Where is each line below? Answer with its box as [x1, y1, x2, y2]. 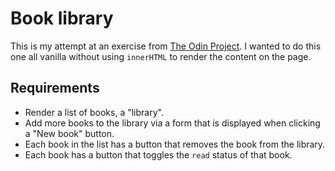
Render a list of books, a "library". [24, 106, 164, 118]
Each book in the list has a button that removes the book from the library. [24, 138, 326, 150]
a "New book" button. [24, 127, 115, 139]
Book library [10, 7, 114, 30]
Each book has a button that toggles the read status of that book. [24, 148, 293, 161]
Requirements [10, 80, 100, 97]
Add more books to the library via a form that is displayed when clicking [24, 117, 321, 129]
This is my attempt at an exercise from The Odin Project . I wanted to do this [10, 40, 322, 52]
